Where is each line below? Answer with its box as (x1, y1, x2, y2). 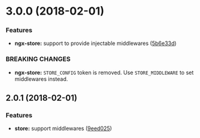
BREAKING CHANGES (5, 55, 71, 63)
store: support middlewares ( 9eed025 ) (14, 125, 113, 132)
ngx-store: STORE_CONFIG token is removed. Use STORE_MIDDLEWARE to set (14, 69, 194, 76)
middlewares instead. (14, 75, 68, 83)
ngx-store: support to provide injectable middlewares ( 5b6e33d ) (14, 40, 177, 47)
